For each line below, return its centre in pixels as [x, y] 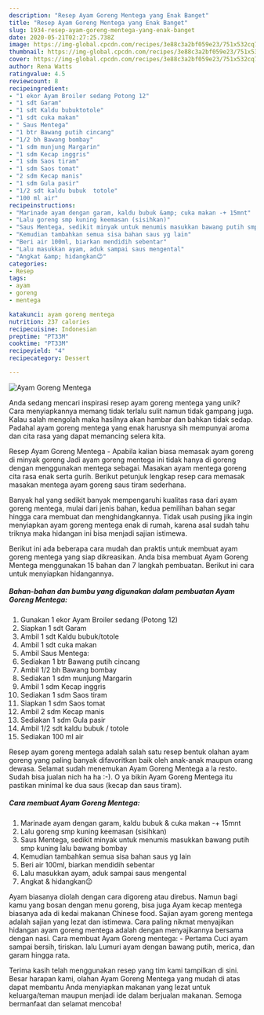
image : [20, 45]
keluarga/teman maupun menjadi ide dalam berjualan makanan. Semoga [125, 995]
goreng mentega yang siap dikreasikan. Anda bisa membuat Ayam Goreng [129, 557]
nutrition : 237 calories [49, 322]
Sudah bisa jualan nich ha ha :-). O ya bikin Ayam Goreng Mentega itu [121, 777]
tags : [18, 278]
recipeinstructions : [43, 205]
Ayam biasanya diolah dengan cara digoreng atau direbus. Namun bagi [123, 896]
